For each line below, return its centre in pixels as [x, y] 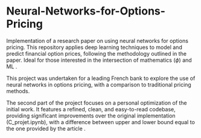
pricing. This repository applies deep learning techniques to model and [94, 47]
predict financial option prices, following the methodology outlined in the [97, 53]
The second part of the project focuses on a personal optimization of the [97, 103]
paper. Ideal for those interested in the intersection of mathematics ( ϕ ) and [99, 60]
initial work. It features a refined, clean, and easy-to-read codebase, [91, 109]
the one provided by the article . [46, 128]
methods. [18, 91]
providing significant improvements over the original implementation [91, 116]
